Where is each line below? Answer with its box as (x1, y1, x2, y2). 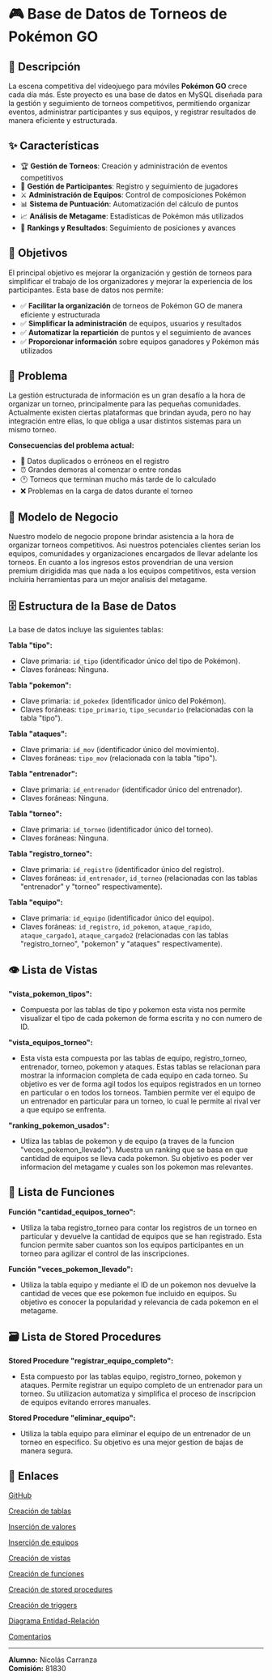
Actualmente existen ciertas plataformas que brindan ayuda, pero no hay (8, 408, 252, 418)
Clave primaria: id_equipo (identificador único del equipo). (19, 913, 215, 923)
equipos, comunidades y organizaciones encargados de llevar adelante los (8, 549, 258, 559)
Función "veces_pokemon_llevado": (8, 1264, 134, 1274)
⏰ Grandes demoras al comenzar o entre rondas (19, 465, 182, 474)
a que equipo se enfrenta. (19, 1104, 107, 1114)
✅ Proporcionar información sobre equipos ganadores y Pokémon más (19, 336, 260, 347)
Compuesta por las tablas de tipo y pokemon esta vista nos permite (19, 1004, 246, 1014)
